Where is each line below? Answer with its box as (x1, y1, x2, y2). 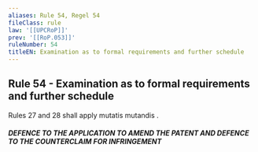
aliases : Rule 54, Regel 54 (8, 11, 101, 20)
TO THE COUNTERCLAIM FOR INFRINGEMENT (8, 137, 162, 146)
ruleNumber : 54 (8, 41, 58, 49)
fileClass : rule (8, 19, 61, 27)
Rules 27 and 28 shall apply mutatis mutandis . (8, 110, 159, 120)
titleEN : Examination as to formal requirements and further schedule (8, 48, 245, 56)
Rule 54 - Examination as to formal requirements (8, 77, 250, 91)
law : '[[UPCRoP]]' (8, 26, 68, 34)
